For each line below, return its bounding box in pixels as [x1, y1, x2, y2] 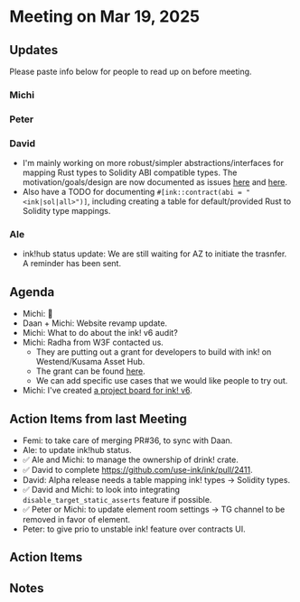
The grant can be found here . [35, 366, 146, 376]
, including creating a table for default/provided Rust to [87, 196, 292, 207]
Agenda [9, 284, 55, 300]
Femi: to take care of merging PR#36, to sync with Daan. [22, 435, 233, 446]
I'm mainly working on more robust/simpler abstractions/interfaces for [22, 158, 285, 169]
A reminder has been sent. [22, 258, 122, 269]
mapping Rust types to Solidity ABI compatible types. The [22, 167, 238, 178]
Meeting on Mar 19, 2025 [9, 6, 201, 27]
